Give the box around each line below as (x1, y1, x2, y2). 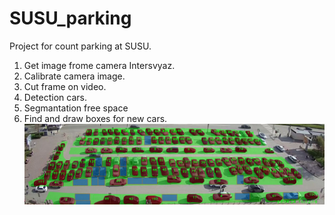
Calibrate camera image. (23, 70, 126, 82)
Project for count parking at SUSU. (9, 40, 152, 52)
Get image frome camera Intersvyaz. (23, 59, 176, 71)
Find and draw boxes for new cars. (23, 112, 168, 124)
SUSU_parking (9, 7, 132, 30)
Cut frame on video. (23, 80, 107, 92)
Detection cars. (23, 91, 87, 103)
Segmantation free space (23, 102, 129, 114)
